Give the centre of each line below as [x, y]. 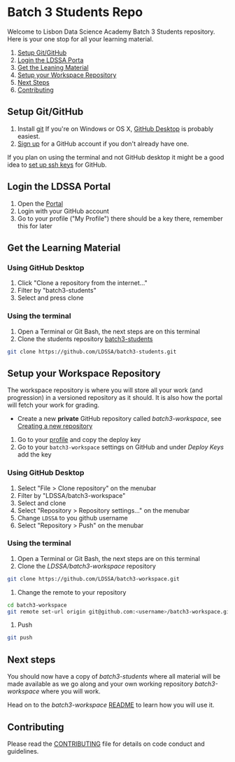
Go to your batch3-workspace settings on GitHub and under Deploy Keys [120, 447]
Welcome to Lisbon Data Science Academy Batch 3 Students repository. [111, 32]
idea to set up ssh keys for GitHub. [57, 165]
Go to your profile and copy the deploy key [79, 440]
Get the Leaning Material [53, 67]
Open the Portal [40, 203]
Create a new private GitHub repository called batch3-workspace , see [119, 419]
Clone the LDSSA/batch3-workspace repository [86, 566]
